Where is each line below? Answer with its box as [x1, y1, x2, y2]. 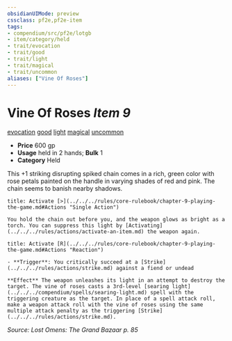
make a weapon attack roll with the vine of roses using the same [7, 301, 204, 308]
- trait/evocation [7, 42, 60, 49]
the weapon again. [147, 228, 200, 235]
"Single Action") [69, 204, 119, 211]
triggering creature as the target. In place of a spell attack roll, [7, 295, 216, 303]
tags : [7, 23, 23, 30]
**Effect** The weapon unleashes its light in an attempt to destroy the [7, 277, 226, 284]
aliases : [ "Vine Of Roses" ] [7, 74, 89, 82]
